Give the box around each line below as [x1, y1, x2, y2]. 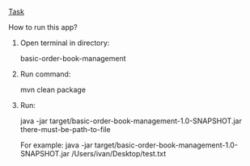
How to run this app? [8, 23, 78, 31]
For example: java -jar [19, 140, 93, 150]
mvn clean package [19, 85, 87, 94]
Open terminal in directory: [19, 38, 110, 48]
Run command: [19, 69, 71, 79]
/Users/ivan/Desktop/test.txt [71, 149, 167, 158]
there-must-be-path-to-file [19, 125, 111, 134]
